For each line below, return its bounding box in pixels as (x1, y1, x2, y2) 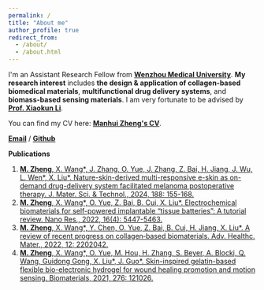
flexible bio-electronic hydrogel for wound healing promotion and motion (19, 265, 256, 274)
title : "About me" (8, 19, 69, 27)
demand (19, 181, 47, 190)
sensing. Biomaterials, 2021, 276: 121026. (19, 273, 154, 282)
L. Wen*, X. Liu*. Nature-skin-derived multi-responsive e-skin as (19, 173, 229, 182)
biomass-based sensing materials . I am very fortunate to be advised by (8, 95, 244, 104)
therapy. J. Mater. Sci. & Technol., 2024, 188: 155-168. (19, 190, 195, 199)
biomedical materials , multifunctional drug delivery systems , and (8, 87, 227, 95)
